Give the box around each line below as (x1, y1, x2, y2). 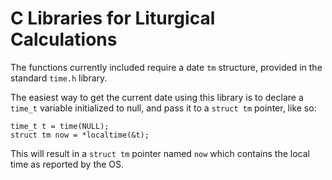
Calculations (10, 28, 118, 51)
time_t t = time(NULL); (10, 121, 110, 131)
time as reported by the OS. (10, 158, 125, 170)
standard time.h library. (10, 72, 108, 84)
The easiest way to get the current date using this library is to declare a (10, 91, 304, 103)
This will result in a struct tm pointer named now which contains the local (10, 147, 310, 159)
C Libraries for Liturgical (10, 7, 216, 30)
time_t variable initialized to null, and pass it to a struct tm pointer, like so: (10, 102, 317, 114)
